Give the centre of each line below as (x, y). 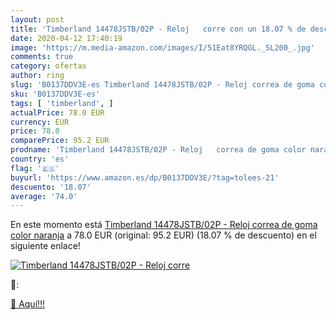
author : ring (37, 76)
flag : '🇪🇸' (35, 168)
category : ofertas (48, 66)
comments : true (42, 57)
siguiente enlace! (45, 246)
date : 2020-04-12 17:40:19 (66, 38)
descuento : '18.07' (51, 187)
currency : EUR (40, 122)
